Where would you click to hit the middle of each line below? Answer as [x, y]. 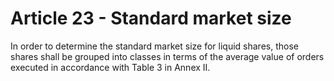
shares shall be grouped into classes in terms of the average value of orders [167, 56]
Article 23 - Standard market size [151, 18]
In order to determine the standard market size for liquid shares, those [154, 46]
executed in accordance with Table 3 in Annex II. [110, 67]
